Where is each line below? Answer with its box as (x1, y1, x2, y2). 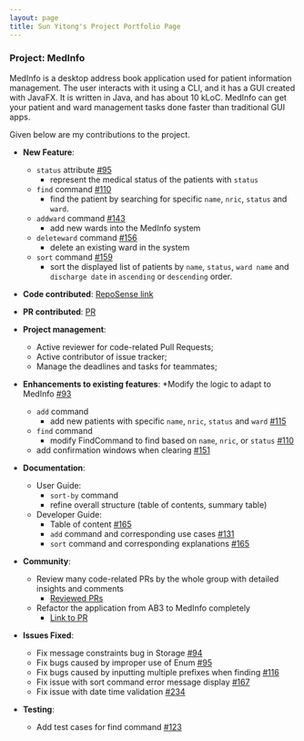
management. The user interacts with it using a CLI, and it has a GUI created (9, 82, 296, 93)
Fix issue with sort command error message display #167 (35, 676, 250, 687)
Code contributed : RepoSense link (22, 288, 154, 299)
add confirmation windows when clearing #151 (35, 444, 211, 456)
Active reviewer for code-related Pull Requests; (35, 341, 214, 352)
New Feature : (22, 147, 75, 158)
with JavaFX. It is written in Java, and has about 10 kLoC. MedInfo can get (9, 92, 287, 103)
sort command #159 (35, 252, 114, 262)
